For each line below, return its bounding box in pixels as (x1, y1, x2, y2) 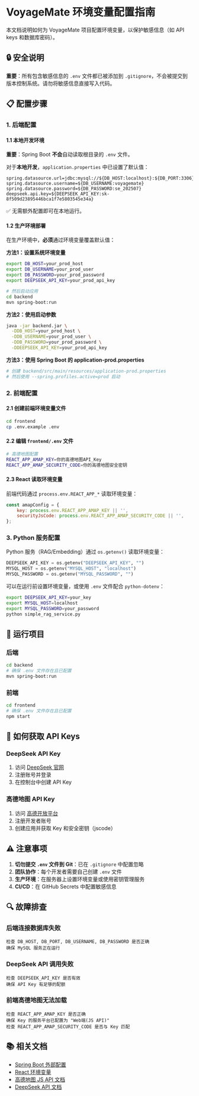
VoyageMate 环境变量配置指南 (6, 5, 156, 19)
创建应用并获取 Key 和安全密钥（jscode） (14, 824, 117, 831)
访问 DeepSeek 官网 (14, 764, 64, 771)
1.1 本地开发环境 (6, 136, 44, 143)
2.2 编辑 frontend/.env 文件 (6, 438, 74, 445)
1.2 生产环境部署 (6, 222, 46, 229)
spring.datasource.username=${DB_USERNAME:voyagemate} (6, 181, 145, 187)
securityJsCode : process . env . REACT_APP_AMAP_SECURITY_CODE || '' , (17, 513, 184, 519)
